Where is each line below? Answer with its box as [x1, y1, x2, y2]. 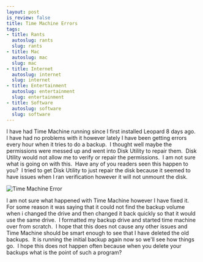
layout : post [6, 9, 40, 15]
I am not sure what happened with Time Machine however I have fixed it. [6, 197, 190, 205]
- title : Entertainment [6, 83, 67, 89]
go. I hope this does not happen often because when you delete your [6, 242, 182, 250]
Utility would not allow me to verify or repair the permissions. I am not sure [6, 154, 196, 161]
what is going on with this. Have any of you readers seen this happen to [6, 160, 188, 168]
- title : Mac [6, 49, 40, 55]
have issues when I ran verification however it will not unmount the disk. [6, 173, 188, 181]
